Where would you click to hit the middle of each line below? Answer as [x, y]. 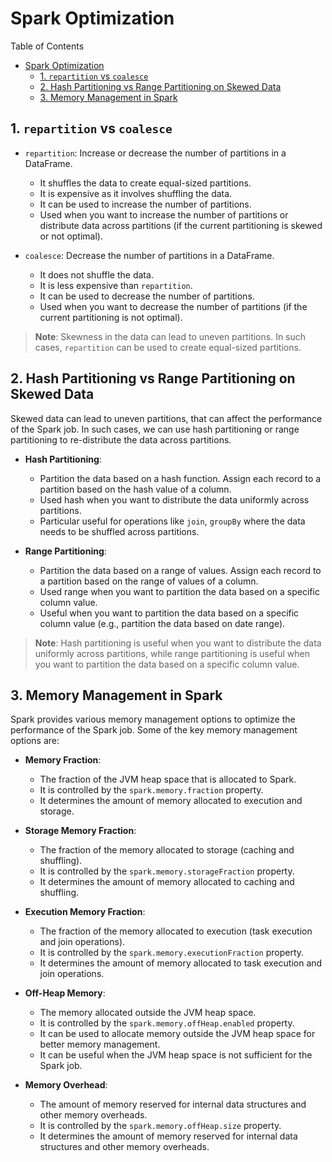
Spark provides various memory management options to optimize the [153, 719]
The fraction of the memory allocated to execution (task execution [176, 931]
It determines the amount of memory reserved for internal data [168, 1136]
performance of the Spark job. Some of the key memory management [154, 730]
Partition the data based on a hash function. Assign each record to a [180, 478]
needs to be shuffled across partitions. [119, 531]
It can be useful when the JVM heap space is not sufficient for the [176, 1055]
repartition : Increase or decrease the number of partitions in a [155, 153]
